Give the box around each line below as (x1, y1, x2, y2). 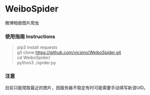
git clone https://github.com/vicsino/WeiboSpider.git (16, 50, 121, 55)
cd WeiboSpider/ (16, 54, 51, 61)
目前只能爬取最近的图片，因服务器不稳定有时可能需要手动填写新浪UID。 (5, 84, 149, 90)
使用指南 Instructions (5, 33, 56, 40)
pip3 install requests (16, 44, 58, 50)
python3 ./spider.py (16, 60, 57, 66)
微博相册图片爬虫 (5, 20, 39, 26)
